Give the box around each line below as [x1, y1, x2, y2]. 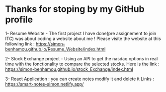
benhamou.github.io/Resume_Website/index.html [5, 46, 106, 52]
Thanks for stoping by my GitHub [5, 3, 145, 15]
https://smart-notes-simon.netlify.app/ [5, 81, 84, 87]
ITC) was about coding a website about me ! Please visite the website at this [5, 36, 161, 42]
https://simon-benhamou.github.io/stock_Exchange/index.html [5, 66, 133, 72]
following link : [5, 41, 35, 46]
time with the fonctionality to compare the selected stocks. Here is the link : [5, 61, 160, 67]
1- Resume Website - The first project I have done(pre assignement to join [5, 30, 157, 36]
